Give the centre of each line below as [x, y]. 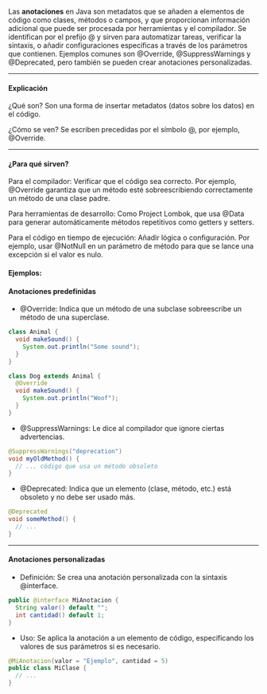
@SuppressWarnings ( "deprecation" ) [66, 451]
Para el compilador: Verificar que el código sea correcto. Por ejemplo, [122, 182]
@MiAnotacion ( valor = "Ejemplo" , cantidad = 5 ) [89, 661]
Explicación [28, 88]
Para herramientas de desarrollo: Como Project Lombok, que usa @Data [126, 214]
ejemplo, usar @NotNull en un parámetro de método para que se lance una [131, 246]
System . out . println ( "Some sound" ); [81, 347]
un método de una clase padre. [59, 198]
